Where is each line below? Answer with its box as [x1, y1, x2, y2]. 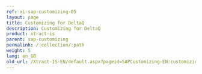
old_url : [6, 58, 28, 64]
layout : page [6, 14, 39, 20]
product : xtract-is [6, 31, 55, 37]
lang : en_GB [6, 53, 36, 59]
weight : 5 [6, 48, 31, 54]
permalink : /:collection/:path [6, 42, 85, 48]
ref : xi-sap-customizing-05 [6, 8, 77, 15]
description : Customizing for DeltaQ [6, 25, 101, 32]
